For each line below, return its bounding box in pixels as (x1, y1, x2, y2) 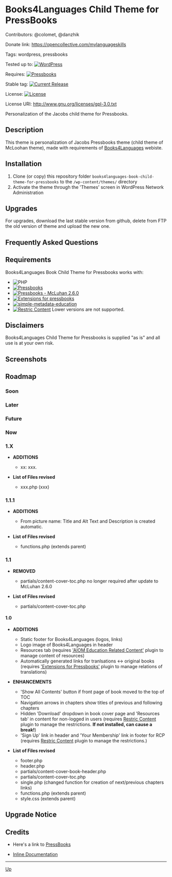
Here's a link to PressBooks (12, 841, 71, 848)
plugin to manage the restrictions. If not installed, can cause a (20, 721, 153, 728)
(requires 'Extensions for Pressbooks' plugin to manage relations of (20, 663, 163, 669)
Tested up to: (5, 61, 33, 67)
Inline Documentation (12, 851, 58, 858)
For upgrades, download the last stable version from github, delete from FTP (5, 218, 167, 224)
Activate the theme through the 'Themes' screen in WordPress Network (12, 184, 164, 190)
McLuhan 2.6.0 (20, 583, 52, 589)
